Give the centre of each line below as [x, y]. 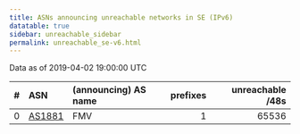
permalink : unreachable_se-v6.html [75, 42]
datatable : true [39, 26]
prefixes [188, 96]
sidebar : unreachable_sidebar [66, 34]
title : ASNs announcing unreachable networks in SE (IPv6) [121, 17]
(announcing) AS [109, 90]
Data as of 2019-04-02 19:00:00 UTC [78, 68]
